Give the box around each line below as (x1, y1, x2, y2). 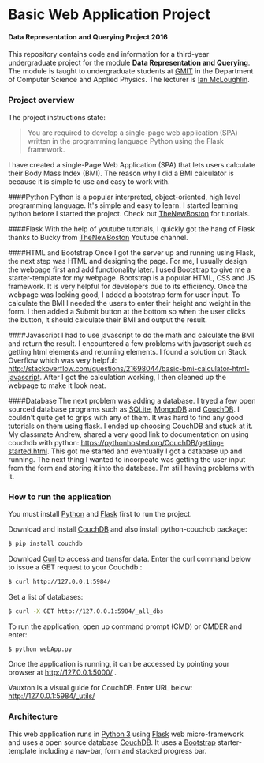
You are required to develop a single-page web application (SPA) (27, 128, 238, 137)
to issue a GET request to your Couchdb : (8, 562, 143, 572)
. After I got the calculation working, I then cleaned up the (39, 372, 227, 381)
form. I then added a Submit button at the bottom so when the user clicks (8, 306, 246, 316)
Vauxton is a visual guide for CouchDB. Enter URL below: (8, 683, 193, 693)
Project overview (8, 95, 75, 106)
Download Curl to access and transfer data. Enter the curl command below (8, 554, 251, 563)
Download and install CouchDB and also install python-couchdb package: (8, 524, 247, 534)
